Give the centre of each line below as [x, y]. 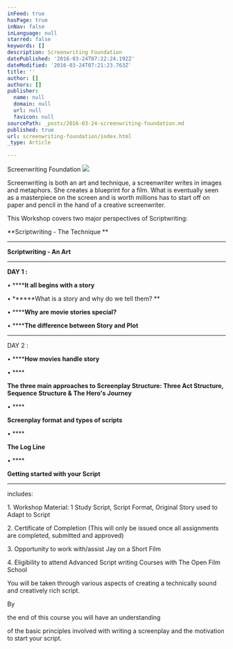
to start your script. [35, 639]
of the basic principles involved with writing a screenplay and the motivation [116, 631]
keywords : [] [26, 46]
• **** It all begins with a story [51, 285]
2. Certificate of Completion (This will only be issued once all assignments [113, 528]
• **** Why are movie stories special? [62, 312]
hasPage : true [28, 20]
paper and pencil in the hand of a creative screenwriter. [86, 205]
